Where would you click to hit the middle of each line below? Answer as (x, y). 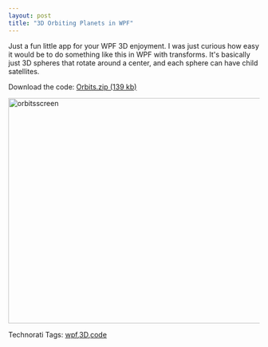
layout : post (30, 16)
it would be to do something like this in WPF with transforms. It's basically (130, 54)
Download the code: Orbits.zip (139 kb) (73, 87)
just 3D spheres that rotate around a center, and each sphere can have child (133, 63)
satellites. (24, 71)
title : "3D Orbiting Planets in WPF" (71, 23)
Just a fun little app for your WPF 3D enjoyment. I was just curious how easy (134, 45)
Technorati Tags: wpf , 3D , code (58, 334)
